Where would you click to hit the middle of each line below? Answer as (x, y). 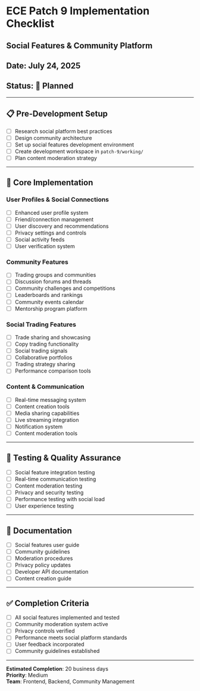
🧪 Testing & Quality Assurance (64, 458)
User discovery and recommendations (62, 226)
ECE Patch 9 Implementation (78, 11)
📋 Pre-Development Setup (57, 114)
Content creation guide (43, 579)
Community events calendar (49, 302)
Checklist (30, 24)
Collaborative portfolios (43, 358)
